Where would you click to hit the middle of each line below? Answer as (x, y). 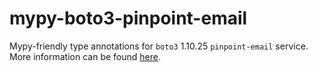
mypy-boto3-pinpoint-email (128, 18)
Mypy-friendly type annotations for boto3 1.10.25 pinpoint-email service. (159, 46)
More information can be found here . (85, 56)
